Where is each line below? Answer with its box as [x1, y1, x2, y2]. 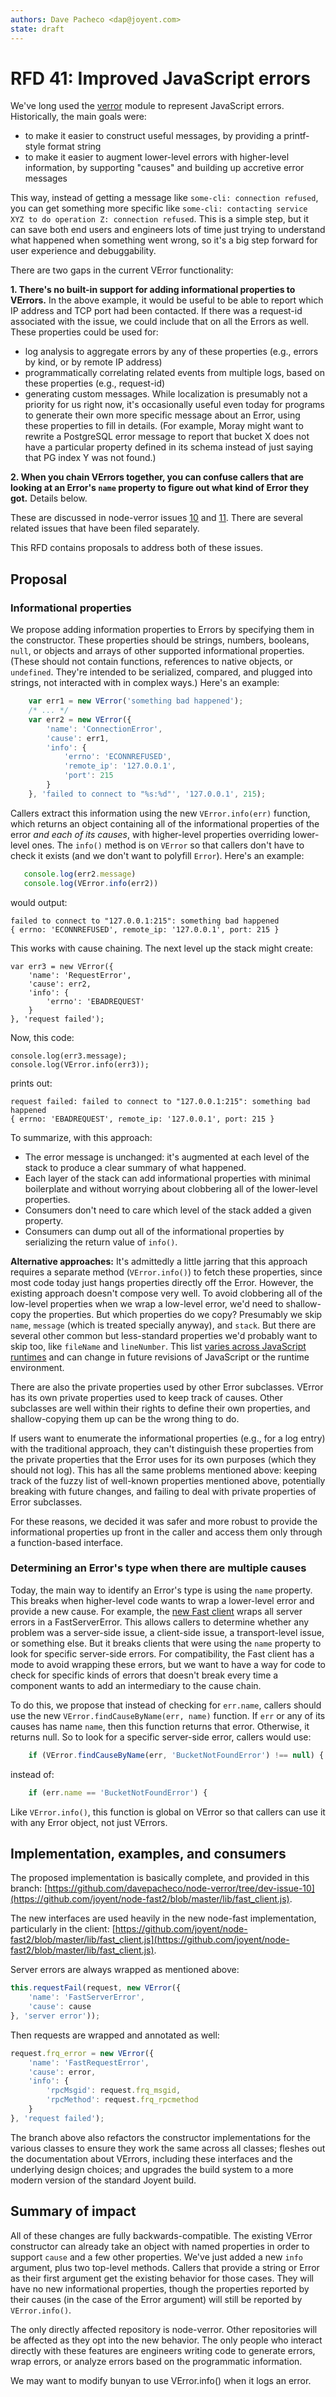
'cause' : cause [28, 2002, 92, 2012]
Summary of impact [10, 2203, 137, 2220]
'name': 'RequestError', [28, 970, 132, 980]
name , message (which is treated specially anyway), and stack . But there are [10, 1319, 317, 1331]
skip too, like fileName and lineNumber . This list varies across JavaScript [10, 1340, 307, 1352]
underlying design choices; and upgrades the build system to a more [10, 2163, 294, 2175]
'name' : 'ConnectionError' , [46, 724, 163, 734]
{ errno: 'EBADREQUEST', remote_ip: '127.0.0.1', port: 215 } [10, 1114, 275, 1124]
